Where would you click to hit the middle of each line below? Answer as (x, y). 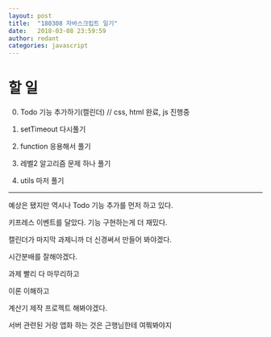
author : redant (34, 38)
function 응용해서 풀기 (55, 147)
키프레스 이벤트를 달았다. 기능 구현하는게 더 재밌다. (88, 223)
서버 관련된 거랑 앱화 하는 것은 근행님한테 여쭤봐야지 (90, 325)
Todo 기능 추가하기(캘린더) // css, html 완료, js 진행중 (105, 112)
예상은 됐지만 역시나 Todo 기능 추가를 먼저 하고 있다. (91, 206)
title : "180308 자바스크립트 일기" (63, 23)
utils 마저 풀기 (42, 181)
